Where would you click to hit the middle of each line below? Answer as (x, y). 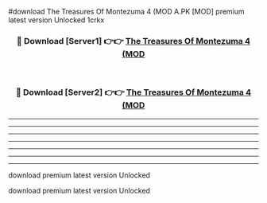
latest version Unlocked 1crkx (56, 20)
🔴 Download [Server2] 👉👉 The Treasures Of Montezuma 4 (133, 92)
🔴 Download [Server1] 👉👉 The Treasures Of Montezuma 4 (133, 41)
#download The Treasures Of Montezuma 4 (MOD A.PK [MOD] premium (126, 12)
